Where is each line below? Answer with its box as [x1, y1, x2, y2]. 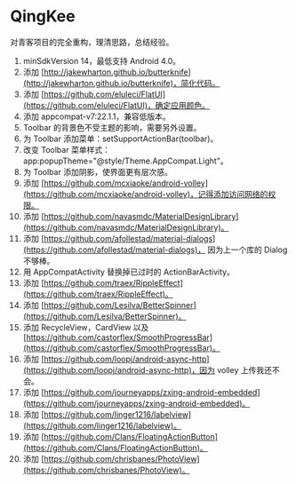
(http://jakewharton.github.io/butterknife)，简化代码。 [22, 77, 220, 88]
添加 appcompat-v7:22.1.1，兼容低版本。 [22, 111, 172, 122]
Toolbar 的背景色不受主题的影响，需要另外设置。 [22, 122, 202, 132]
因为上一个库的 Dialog [207, 244, 288, 255]
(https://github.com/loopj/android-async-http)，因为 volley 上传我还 [22, 364, 272, 375]
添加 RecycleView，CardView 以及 [22, 321, 149, 332]
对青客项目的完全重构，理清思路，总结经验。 [10, 36, 174, 47]
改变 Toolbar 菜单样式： [22, 144, 110, 155]
